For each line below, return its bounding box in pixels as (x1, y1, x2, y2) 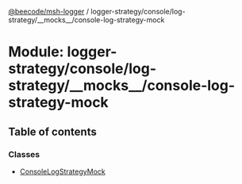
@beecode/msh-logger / (8, 7, 90, 16)
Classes (8, 148, 40, 159)
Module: (8, 43, 64, 61)
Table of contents (8, 125, 97, 138)
